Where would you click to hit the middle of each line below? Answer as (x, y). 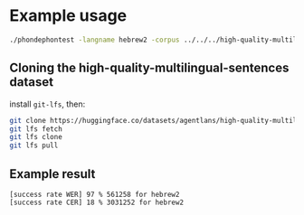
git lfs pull (34, 145)
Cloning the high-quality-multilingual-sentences (149, 68)
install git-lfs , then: (47, 104)
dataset (32, 82)
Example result (52, 174)
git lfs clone (36, 137)
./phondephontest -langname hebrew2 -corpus (95, 40)
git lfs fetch (36, 129)
